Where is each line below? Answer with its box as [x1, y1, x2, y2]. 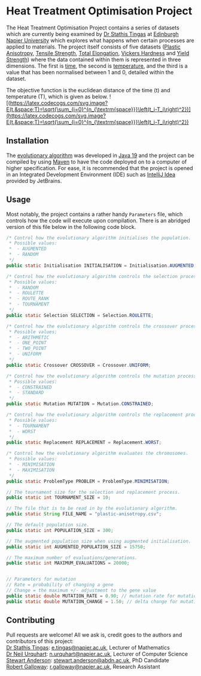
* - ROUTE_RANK [8, 295, 50, 302]
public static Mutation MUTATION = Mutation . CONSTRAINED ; [6, 401, 154, 407]
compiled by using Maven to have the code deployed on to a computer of [6, 158, 187, 165]
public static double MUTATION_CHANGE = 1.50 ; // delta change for [6, 598, 178, 605]
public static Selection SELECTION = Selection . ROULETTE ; [6, 312, 154, 318]
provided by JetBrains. [6, 177, 62, 184]
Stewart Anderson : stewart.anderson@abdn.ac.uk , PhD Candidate [6, 656, 169, 663]
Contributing [6, 615, 55, 626]
